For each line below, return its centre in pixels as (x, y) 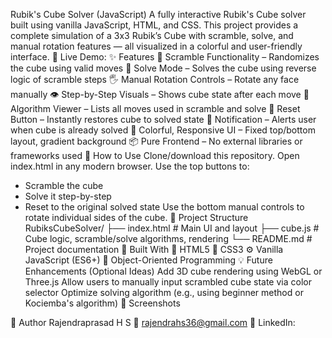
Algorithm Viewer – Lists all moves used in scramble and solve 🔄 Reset (155, 108)
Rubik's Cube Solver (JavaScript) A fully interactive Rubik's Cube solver (158, 14)
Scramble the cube (64, 185)
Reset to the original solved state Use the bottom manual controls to (164, 207)
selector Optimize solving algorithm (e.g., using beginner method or (164, 292)
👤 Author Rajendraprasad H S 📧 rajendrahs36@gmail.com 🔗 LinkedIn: (153, 322)
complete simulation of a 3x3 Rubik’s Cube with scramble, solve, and (152, 35)
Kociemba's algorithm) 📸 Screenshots (102, 303)
